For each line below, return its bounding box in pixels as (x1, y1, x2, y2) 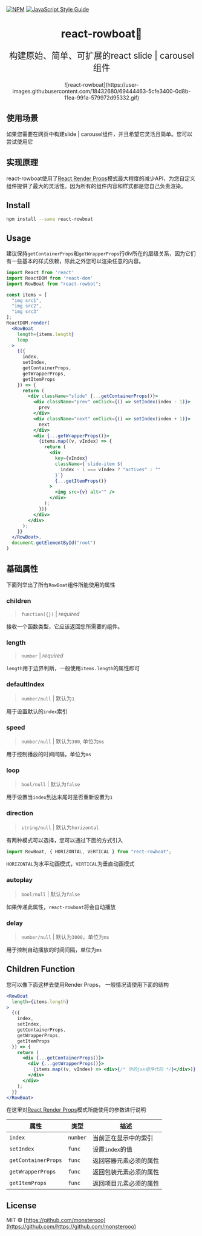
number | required (21, 652, 64, 659)
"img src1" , (11, 297, 42, 303)
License (6, 1200, 37, 1211)
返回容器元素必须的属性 (93, 1157, 160, 1165)
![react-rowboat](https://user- (64, 81, 139, 88)
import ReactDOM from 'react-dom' (6, 275, 94, 281)
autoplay (6, 876, 33, 884)
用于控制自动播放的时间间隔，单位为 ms (6, 946, 102, 953)
